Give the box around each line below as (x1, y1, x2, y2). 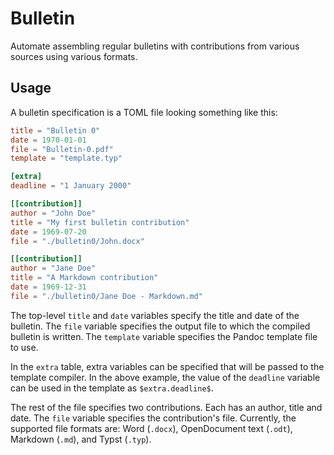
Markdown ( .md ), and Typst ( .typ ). (10, 433, 152, 445)
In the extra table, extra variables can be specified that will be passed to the (10, 360, 325, 372)
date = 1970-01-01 (10, 135, 87, 145)
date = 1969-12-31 (10, 282, 87, 292)
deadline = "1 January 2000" (10, 181, 132, 191)
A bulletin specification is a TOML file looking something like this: (10, 106, 278, 118)
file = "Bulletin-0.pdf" (10, 144, 114, 154)
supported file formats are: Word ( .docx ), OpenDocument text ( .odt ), (10, 422, 293, 434)
